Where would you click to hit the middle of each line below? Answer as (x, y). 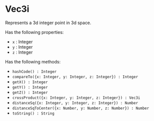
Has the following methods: (33, 61)
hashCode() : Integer (34, 72)
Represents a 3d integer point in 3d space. (48, 23)
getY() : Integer (30, 87)
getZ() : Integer (30, 92)
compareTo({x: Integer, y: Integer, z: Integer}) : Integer (75, 77)
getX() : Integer (30, 82)
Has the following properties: (34, 32)
